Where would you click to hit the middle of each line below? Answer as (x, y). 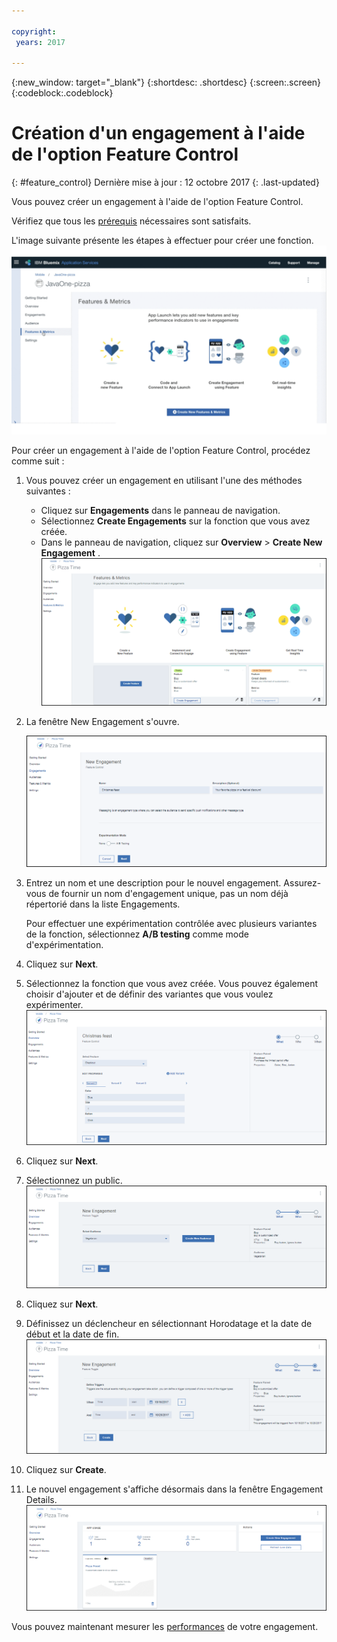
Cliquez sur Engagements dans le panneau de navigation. (160, 511)
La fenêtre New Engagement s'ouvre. (102, 721)
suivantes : (48, 491)
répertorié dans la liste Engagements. (103, 904)
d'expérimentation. (64, 945)
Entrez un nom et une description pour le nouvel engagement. (153, 883)
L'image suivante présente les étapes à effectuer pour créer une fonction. (162, 241)
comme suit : (38, 461)
